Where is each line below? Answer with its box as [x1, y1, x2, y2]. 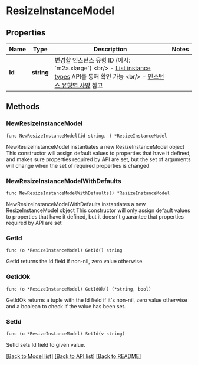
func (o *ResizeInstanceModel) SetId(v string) [6, 331, 126, 337]
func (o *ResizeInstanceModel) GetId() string [6, 247, 123, 253]
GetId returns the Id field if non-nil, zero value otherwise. [6, 258, 144, 265]
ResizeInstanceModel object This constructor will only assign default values [6, 207, 190, 214]
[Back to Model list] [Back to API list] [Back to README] [6, 353, 141, 360]
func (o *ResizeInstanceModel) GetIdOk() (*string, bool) [6, 286, 151, 292]
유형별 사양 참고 [61, 82, 103, 89]
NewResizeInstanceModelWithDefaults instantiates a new [6, 200, 146, 207]
